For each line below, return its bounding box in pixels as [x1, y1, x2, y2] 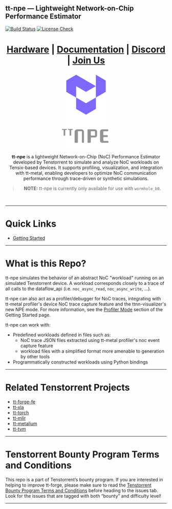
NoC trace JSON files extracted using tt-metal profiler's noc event [20, 337, 160, 343]
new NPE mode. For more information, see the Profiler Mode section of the [5, 306, 163, 312]
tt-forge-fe [12, 398, 36, 404]
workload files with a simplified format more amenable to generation [20, 348, 165, 354]
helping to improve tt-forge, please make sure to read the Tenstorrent [5, 482, 152, 488]
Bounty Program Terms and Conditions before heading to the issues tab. [5, 487, 158, 494]
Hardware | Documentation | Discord [7, 44, 165, 55]
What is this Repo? [5, 258, 87, 270]
